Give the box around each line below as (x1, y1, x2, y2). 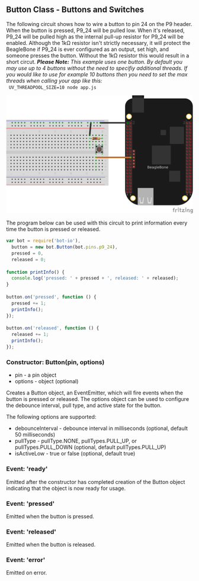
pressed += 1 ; (11, 300, 46, 306)
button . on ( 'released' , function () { (6, 325, 99, 331)
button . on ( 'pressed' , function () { (6, 294, 97, 300)
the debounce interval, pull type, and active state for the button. (6, 402, 162, 409)
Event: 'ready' (6, 465, 48, 473)
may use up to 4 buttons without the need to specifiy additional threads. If (6, 65, 188, 72)
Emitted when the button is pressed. (6, 512, 95, 520)
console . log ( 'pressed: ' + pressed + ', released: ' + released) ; (11, 275, 179, 281)
